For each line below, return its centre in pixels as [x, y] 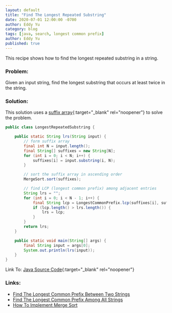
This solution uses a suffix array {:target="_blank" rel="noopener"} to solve [84, 112]
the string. [16, 88]
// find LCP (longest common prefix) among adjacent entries [90, 189]
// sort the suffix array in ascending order [73, 174]
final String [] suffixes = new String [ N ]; [70, 151]
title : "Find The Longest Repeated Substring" [56, 15]
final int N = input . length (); [57, 146]
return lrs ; [37, 227]
